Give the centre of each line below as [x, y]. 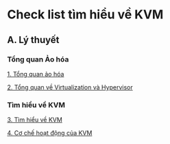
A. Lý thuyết [33, 40]
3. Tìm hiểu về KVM [35, 120]
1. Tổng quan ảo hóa [36, 74]
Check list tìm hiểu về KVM [85, 15]
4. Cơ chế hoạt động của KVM [50, 133]
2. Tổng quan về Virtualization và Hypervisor [70, 87]
